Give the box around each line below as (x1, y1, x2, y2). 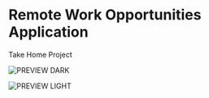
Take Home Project (8, 49, 73, 59)
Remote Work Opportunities (8, 6, 202, 24)
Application (8, 23, 89, 41)
